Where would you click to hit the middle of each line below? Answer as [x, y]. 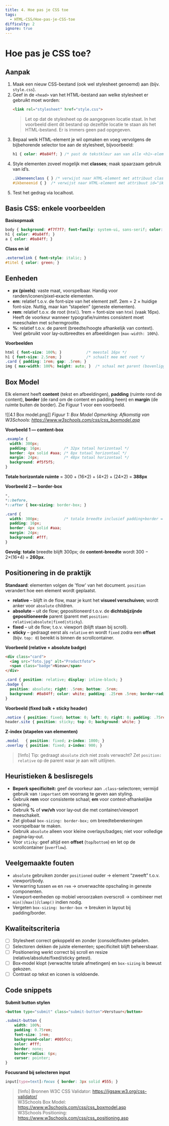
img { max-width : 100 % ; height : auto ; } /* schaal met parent [73, 366]
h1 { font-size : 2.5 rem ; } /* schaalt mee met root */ [75, 357]
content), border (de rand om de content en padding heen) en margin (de [82, 399]
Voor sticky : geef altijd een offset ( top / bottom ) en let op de [74, 842]
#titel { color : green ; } [32, 262]
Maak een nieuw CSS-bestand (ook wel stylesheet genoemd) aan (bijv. [86, 84]
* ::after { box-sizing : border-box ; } [46, 505]
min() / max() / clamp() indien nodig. [47, 902]
